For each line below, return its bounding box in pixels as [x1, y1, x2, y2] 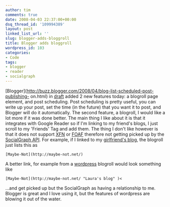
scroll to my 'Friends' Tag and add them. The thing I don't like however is [5, 125, 158, 132]
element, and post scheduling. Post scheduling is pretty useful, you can [5, 98, 156, 105]
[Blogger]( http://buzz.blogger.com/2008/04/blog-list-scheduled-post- [5, 88, 154, 94]
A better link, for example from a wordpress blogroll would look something [5, 161, 161, 167]
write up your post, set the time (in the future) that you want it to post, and [5, 104, 161, 110]
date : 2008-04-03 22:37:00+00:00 [5, 17, 77, 22]
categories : [5, 50, 31, 55]
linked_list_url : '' [5, 31, 50, 36]
